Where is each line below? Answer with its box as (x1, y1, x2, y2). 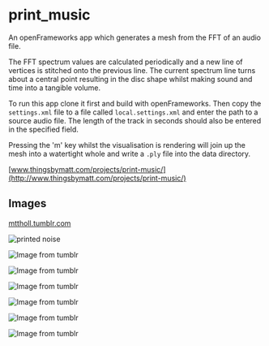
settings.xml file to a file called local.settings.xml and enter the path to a (8, 107, 258, 117)
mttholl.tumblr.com (8, 218, 71, 228)
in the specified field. (8, 124, 79, 134)
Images (8, 197, 47, 210)
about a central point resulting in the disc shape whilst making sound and (8, 74, 253, 84)
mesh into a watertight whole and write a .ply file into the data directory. (8, 149, 251, 158)
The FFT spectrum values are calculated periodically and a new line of (8, 57, 243, 67)
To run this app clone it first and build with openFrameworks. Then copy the (8, 98, 262, 108)
